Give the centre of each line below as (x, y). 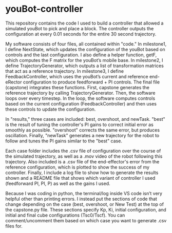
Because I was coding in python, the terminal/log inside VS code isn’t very (84, 193)
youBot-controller (44, 9)
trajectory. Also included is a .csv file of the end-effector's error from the (82, 161)
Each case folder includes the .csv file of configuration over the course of (83, 151)
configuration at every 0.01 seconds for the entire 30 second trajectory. (81, 34)
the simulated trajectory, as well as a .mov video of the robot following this (84, 156)
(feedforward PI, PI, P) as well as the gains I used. (58, 183)
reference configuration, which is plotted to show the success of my (78, 167)
